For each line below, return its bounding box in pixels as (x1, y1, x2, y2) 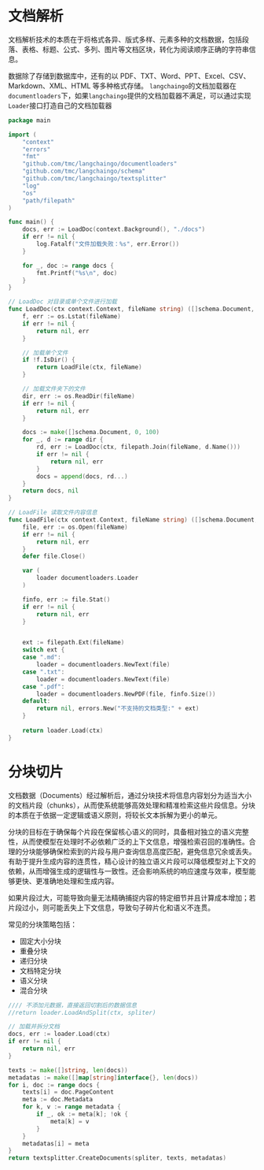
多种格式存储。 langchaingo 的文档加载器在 (99, 80, 237, 91)
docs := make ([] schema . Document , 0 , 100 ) (22, 429, 159, 436)
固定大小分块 (19, 936, 61, 945)
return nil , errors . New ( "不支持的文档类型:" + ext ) (36, 704, 200, 713)
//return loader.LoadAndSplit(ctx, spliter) (8, 1008, 156, 1016)
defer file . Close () (22, 552, 86, 560)
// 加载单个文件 (22, 348, 68, 357)
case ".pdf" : (22, 682, 65, 690)
